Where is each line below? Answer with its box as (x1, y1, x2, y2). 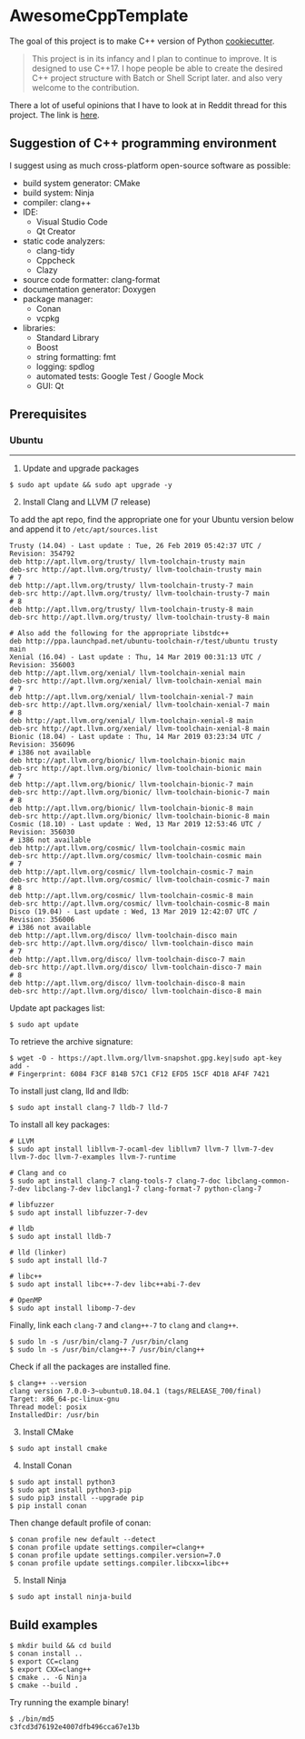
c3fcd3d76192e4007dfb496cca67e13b (9, 1723, 141, 1732)
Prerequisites (9, 406, 87, 423)
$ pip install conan (9, 1502, 88, 1511)
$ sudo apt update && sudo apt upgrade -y (9, 481, 172, 490)
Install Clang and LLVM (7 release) (22, 496, 152, 507)
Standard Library (35, 332, 100, 343)
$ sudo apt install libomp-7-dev (9, 1304, 136, 1314)
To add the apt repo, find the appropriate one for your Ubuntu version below (9, 515, 294, 525)
